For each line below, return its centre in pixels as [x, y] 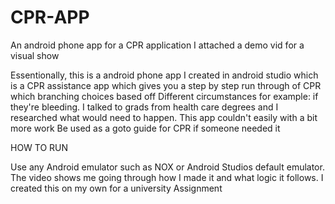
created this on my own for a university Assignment [116, 188]
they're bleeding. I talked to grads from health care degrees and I [144, 107]
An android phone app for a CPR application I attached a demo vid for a [157, 45]
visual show [35, 55]
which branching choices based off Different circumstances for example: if [164, 96]
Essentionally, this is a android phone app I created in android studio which [164, 75]
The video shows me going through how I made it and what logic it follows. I [167, 177]
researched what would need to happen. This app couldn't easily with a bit [164, 117]
